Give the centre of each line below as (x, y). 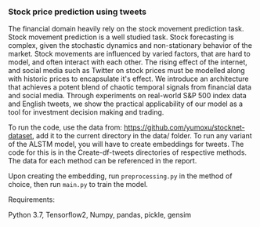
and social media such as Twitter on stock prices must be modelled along (126, 71)
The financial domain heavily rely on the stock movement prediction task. (126, 29)
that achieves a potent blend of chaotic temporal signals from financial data (130, 87)
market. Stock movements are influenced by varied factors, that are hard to (129, 54)
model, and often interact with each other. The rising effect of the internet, (128, 62)
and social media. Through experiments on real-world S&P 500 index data (127, 96)
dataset (20, 136)
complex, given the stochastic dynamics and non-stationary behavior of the (130, 46)
